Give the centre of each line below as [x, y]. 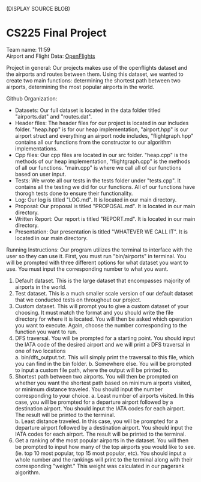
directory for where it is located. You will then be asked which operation [104, 319]
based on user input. [40, 174]
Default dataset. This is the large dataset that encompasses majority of [103, 280]
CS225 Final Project [56, 33]
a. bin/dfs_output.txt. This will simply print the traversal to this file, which [104, 357]
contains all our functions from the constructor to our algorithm [93, 142]
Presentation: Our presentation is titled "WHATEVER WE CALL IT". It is [101, 232]
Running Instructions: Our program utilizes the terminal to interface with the [100, 250]
